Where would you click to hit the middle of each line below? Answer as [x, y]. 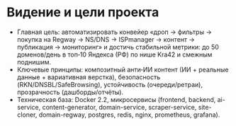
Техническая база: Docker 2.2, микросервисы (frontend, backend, [116, 99]
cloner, [27, 115]
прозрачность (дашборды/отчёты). [70, 92]
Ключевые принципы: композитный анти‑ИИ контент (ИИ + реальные [123, 69]
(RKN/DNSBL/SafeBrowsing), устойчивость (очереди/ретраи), [110, 84]
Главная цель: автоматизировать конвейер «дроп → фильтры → [114, 32]
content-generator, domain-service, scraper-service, [119, 107]
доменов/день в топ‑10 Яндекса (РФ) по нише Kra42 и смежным [114, 55]
